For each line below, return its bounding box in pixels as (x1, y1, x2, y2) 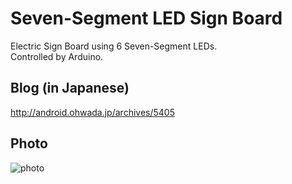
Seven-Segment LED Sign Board (10, 7, 283, 30)
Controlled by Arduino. (10, 50, 104, 62)
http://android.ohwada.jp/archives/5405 (10, 106, 175, 118)
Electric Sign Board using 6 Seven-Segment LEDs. (10, 40, 218, 52)
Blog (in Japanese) (10, 80, 130, 97)
